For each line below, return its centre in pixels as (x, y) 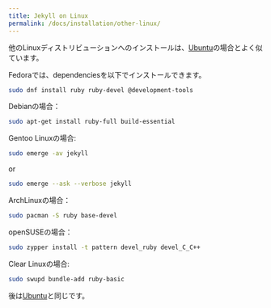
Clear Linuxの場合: (39, 264)
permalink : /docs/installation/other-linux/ (85, 23)
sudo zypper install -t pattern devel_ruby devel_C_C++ (104, 247)
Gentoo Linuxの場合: (42, 138)
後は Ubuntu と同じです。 (49, 295)
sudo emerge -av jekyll (49, 154)
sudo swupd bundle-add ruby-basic (67, 279)
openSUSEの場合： (40, 232)
